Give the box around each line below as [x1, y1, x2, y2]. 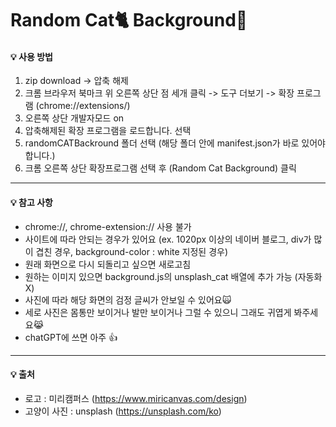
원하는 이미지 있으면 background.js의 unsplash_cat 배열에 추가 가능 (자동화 [24, 270, 323, 282]
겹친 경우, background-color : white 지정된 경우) [35, 245, 229, 257]
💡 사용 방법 [10, 50, 53, 62]
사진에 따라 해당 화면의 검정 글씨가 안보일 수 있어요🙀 [24, 293, 232, 306]
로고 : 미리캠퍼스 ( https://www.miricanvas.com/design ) [24, 392, 248, 404]
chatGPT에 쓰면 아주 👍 [24, 331, 118, 343]
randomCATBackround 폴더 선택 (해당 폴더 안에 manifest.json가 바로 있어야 [24, 137, 327, 149]
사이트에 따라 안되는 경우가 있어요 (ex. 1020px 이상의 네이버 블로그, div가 [24, 233, 312, 245]
